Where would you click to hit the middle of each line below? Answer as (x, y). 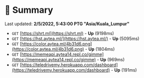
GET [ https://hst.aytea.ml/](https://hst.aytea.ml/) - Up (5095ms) (75, 39)
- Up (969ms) (111, 59)
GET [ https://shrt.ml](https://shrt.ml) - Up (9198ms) (63, 33)
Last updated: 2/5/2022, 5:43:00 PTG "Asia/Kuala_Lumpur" (67, 24)
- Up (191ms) (124, 70)
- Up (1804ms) (100, 49)
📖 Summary (29, 10)
